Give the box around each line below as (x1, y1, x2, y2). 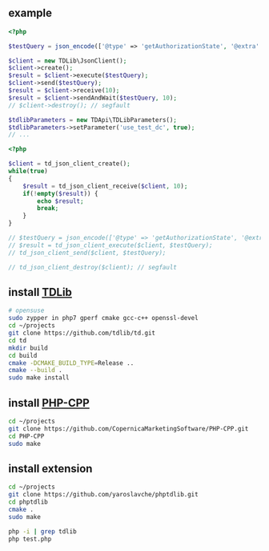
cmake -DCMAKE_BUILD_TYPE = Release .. (8, 359, 134, 367)
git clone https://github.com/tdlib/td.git (8, 329, 156, 337)
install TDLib (8, 285, 72, 299)
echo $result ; (37, 196, 84, 205)
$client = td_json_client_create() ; (8, 160, 130, 168)
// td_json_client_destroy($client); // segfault (8, 263, 178, 271)
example (8, 6, 53, 20)
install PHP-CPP (8, 396, 90, 410)
